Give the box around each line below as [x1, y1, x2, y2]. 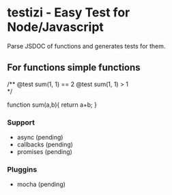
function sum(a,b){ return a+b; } [7, 101, 98, 109]
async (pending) [16, 133, 63, 142]
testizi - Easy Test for [7, 5, 130, 21]
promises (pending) [16, 148, 73, 156]
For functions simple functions [7, 62, 141, 73]
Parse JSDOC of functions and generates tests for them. [7, 42, 166, 50]
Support [7, 118, 35, 127]
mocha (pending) [16, 180, 66, 189]
